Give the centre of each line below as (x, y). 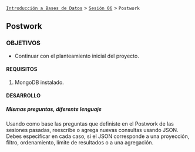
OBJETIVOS (23, 43)
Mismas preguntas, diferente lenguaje (54, 109)
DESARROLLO (23, 96)
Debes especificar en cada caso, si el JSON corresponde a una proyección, (98, 136)
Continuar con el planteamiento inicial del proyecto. (77, 56)
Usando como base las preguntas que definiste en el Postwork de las (90, 124)
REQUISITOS (22, 69)
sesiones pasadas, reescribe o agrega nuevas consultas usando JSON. (92, 130)
